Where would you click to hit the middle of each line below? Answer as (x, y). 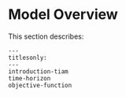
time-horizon (30, 78)
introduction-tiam (38, 71)
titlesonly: (28, 58)
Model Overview (63, 15)
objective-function (40, 85)
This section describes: (46, 36)
